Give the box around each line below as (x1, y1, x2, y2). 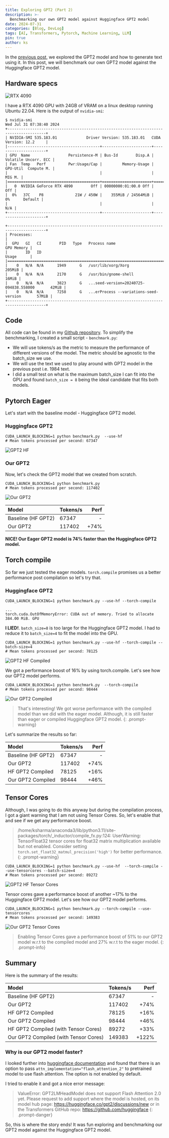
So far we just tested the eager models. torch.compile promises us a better (5, 569, 161, 575)
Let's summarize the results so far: (5, 731, 77, 737)
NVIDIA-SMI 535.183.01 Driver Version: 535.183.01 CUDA (10, 135, 161, 140)
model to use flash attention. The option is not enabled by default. (5, 1071, 142, 1077)
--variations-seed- (117, 289, 158, 295)
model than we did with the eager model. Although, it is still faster (17, 710, 154, 717)
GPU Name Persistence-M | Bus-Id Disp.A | (10, 153, 154, 158)
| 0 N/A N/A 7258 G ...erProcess (5, 289, 116, 295)
